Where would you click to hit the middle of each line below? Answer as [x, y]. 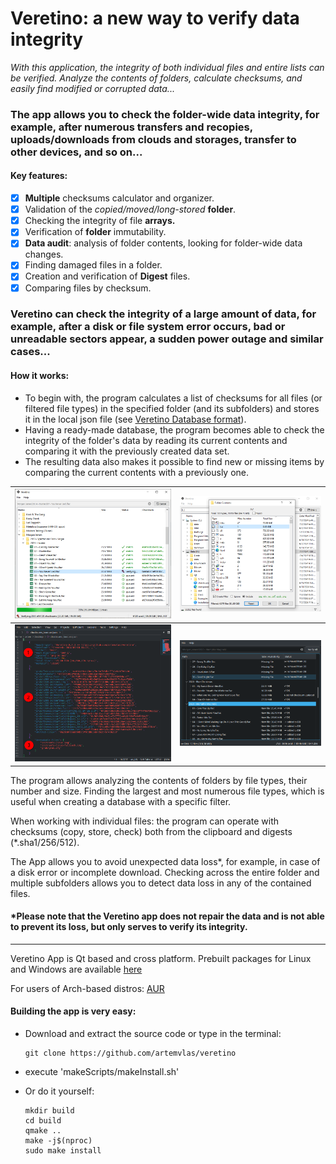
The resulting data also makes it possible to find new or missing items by [174, 461]
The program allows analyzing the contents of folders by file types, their [159, 780]
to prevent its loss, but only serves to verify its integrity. [129, 927]
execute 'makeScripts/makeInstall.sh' [102, 1072]
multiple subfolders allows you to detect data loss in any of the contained [161, 883]
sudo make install [63, 1151]
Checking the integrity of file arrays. [100, 221]
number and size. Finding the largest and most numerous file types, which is [167, 791]
